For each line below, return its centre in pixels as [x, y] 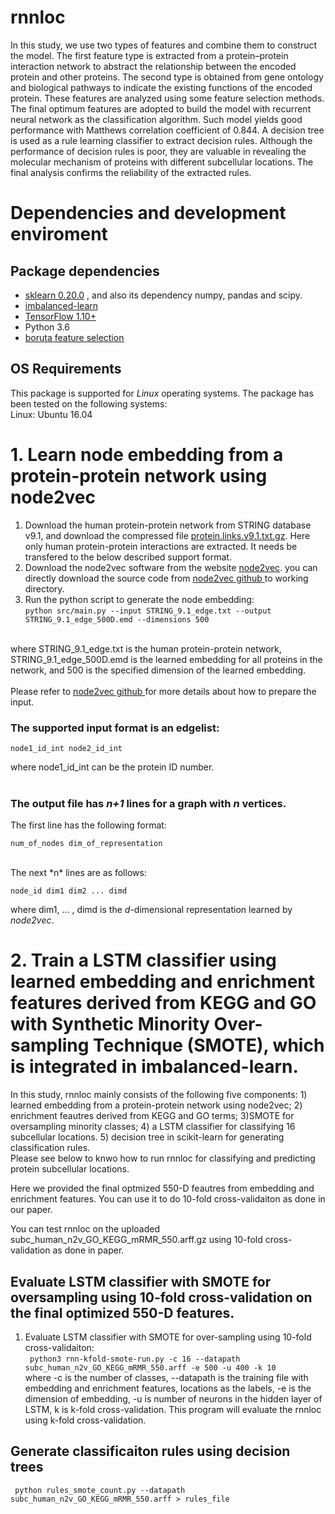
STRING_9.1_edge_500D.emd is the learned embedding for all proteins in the [166, 659]
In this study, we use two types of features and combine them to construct [164, 45]
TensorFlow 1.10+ [60, 316]
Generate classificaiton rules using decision [150, 1451]
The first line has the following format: [88, 825]
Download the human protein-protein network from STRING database [168, 525]
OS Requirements [66, 369]
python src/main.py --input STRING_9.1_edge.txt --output [148, 611]
